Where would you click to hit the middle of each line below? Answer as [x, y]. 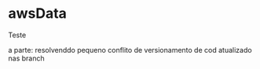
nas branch [26, 58]
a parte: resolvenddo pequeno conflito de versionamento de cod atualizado [130, 50]
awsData [37, 14]
